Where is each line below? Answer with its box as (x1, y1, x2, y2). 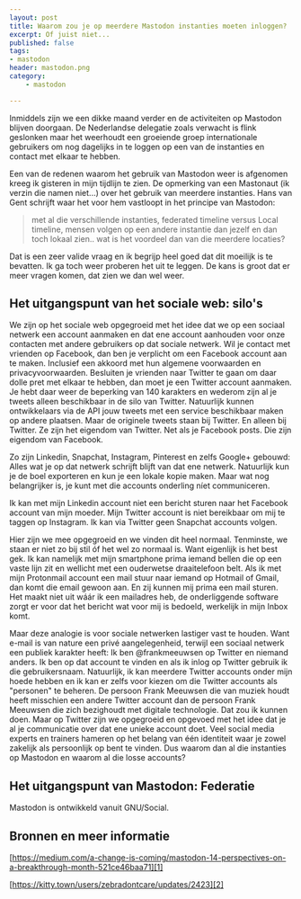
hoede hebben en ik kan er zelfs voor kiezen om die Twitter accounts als (9, 676, 279, 687)
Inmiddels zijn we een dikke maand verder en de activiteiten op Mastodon (9, 112, 282, 123)
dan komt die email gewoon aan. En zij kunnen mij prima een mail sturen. (9, 582, 279, 593)
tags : (9, 47, 30, 56)
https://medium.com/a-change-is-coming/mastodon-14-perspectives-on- (12, 852, 287, 863)
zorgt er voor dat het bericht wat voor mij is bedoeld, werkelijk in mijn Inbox (9, 601, 288, 612)
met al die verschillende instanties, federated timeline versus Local (31, 214, 279, 225)
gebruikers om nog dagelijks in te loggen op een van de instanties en (9, 141, 265, 152)
